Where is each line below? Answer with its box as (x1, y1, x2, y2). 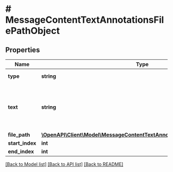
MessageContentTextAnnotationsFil (5, 14, 164, 26)
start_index (8, 140, 37, 147)
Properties (5, 45, 40, 54)
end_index (8, 148, 34, 155)
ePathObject (5, 25, 60, 37)
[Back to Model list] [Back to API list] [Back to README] (5, 161, 124, 167)
